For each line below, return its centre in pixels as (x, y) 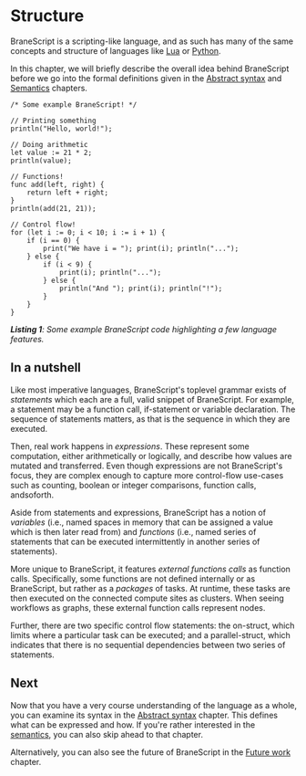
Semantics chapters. (49, 88)
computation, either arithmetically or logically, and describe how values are (151, 456)
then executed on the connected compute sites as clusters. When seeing (148, 598)
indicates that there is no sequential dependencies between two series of (148, 645)
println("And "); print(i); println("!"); (141, 288)
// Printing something (53, 121)
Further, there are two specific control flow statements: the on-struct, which (153, 625)
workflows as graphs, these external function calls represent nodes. (138, 607)
